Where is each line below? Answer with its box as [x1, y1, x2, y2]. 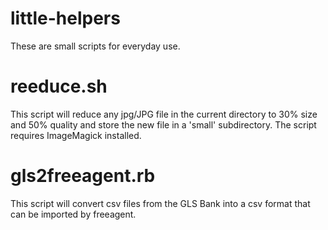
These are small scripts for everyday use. [10, 40, 181, 52]
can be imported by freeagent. [10, 208, 137, 220]
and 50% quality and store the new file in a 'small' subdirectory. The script [10, 118, 317, 131]
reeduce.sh [10, 75, 108, 98]
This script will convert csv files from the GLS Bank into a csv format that [10, 197, 311, 209]
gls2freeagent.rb [10, 165, 156, 187]
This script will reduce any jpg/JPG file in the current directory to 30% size [10, 108, 318, 120]
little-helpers [10, 7, 121, 30]
